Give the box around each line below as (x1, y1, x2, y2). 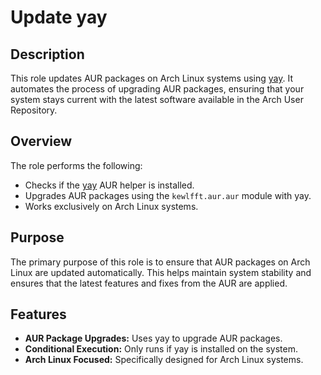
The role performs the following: (10, 159, 143, 171)
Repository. (10, 104, 58, 116)
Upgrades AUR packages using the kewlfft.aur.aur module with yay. (24, 189, 312, 201)
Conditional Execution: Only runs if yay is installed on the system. (24, 343, 299, 355)
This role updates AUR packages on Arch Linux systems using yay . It (10, 72, 293, 84)
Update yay (10, 6, 108, 29)
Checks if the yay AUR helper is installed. (24, 179, 195, 191)
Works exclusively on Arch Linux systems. (24, 200, 199, 212)
